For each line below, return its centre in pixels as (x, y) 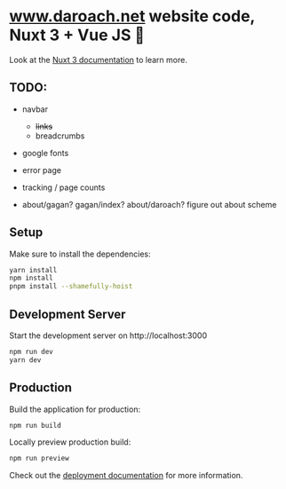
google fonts (45, 153)
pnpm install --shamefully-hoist (71, 287)
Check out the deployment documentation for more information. (126, 476)
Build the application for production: (75, 409)
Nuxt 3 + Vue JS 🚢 (77, 35)
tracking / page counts (64, 187)
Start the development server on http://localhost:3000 (108, 335)
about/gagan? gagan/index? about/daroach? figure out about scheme (149, 204)
